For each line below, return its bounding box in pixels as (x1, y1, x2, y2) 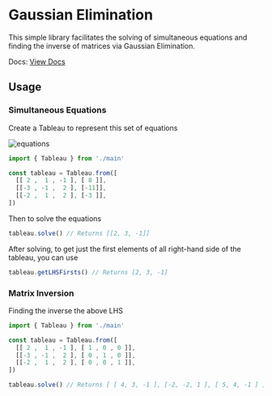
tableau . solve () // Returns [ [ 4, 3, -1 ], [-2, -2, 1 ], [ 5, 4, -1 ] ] (8, 381, 266, 390)
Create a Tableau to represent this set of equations (8, 123, 178, 133)
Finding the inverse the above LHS (8, 305, 124, 315)
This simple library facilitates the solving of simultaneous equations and (8, 32, 248, 42)
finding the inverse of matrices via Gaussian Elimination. (8, 40, 196, 50)
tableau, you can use (8, 253, 79, 262)
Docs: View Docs (8, 57, 66, 66)
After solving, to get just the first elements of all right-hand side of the (8, 244, 241, 253)
